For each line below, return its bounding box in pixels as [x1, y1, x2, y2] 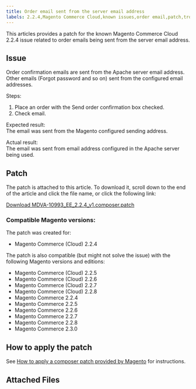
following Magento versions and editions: [6, 258, 105, 265]
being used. [6, 152, 35, 159]
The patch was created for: [6, 229, 72, 236]
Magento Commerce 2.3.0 [14, 325, 78, 332]
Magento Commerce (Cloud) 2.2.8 [14, 288, 97, 295]
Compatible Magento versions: [6, 216, 96, 224]
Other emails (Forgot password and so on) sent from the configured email [6, 75, 183, 82]
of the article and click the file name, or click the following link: [6, 190, 156, 197]
